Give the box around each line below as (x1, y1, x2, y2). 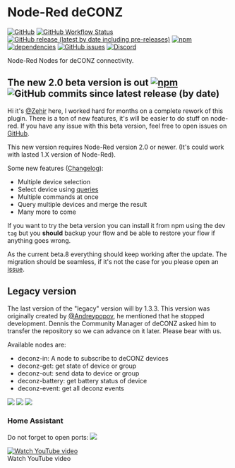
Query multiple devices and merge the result (17, 200, 147, 208)
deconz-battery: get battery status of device (17, 376, 147, 385)
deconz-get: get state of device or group (17, 361, 137, 370)
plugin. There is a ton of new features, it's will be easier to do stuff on (7, 114, 210, 122)
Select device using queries (17, 185, 99, 193)
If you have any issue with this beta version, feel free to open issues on (20, 121, 227, 130)
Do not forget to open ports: (7, 433, 89, 441)
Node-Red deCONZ (7, 4, 123, 20)
